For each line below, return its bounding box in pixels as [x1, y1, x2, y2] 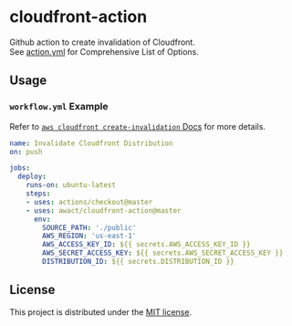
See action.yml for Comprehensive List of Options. [9, 46, 199, 57]
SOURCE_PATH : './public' [42, 223, 137, 232]
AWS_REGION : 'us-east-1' [42, 231, 137, 241]
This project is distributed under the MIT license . [9, 306, 193, 317]
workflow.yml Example [9, 100, 109, 113]
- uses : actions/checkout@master [26, 197, 153, 206]
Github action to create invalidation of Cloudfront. [9, 37, 196, 47]
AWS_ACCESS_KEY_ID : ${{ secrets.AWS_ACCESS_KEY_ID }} [42, 240, 251, 249]
